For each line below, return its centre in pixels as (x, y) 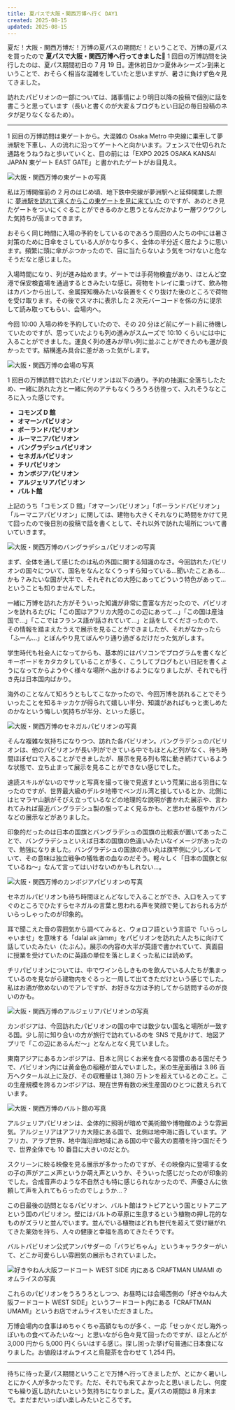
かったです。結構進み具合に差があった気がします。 (80, 350)
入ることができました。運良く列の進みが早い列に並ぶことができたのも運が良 (117, 342)
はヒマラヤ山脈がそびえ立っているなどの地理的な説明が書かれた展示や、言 (114, 800)
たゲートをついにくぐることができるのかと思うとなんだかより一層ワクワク (114, 210)
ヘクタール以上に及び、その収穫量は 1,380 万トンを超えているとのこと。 (117, 1076)
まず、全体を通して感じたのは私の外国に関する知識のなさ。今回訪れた (108, 562)
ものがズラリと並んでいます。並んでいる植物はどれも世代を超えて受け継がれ (117, 1223)
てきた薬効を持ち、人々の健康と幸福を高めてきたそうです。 (93, 1232)
